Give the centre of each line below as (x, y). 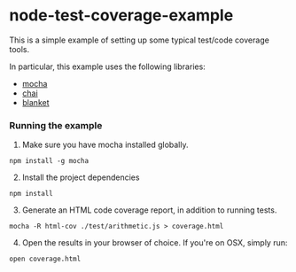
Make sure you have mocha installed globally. (105, 145)
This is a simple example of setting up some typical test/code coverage (140, 40)
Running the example (56, 125)
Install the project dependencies (81, 177)
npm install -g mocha (49, 161)
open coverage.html (45, 259)
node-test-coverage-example (121, 16)
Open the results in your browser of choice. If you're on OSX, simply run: (155, 243)
